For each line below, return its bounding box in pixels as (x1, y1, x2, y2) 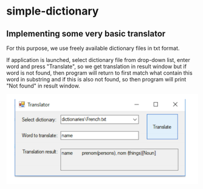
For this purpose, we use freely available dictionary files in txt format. (6, 44, 180, 52)
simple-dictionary (6, 4, 99, 18)
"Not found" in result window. (6, 82, 80, 89)
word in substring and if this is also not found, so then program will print (6, 76, 187, 83)
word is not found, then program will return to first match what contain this (6, 69, 193, 77)
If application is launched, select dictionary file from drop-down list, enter (6, 57, 190, 63)
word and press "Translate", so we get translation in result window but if (6, 63, 187, 70)
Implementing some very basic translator (6, 29, 166, 39)
